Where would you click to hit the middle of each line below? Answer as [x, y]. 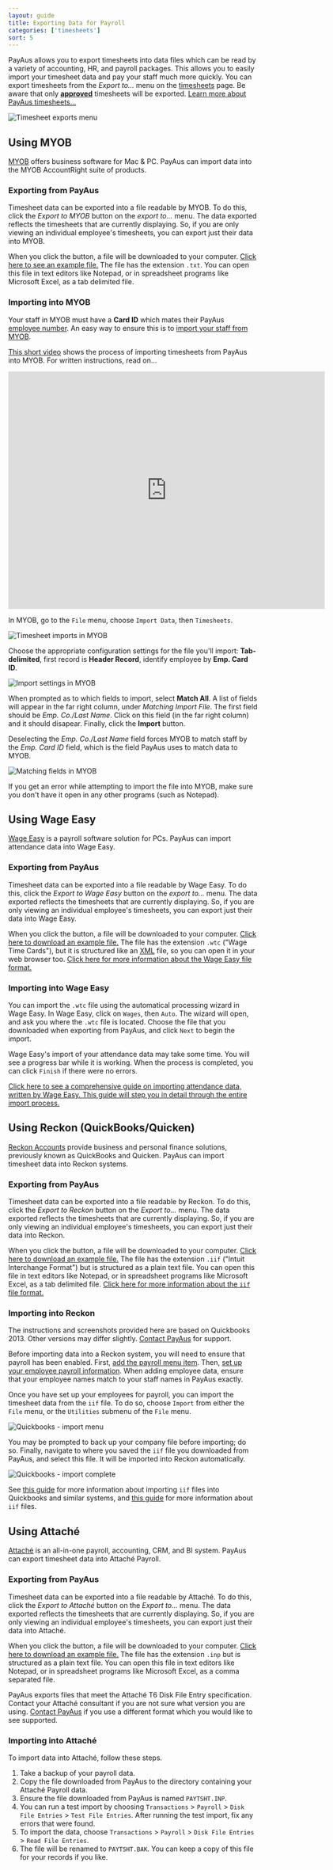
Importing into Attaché [53, 1740]
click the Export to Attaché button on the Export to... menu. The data [119, 1605]
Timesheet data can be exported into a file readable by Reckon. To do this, [130, 1202]
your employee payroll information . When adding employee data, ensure [126, 1371]
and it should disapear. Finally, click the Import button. [97, 723]
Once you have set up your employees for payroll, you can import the [121, 1395]
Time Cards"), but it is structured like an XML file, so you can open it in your [132, 950]
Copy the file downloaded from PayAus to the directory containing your [136, 1781]
